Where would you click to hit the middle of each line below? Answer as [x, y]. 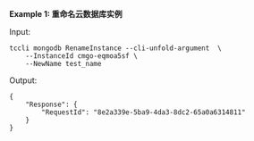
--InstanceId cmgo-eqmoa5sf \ [82, 56]
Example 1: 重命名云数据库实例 [66, 14]
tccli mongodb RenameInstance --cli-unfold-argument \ [115, 48]
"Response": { [51, 104]
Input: [20, 32]
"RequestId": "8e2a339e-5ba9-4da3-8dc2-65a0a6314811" [144, 112]
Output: [23, 80]
